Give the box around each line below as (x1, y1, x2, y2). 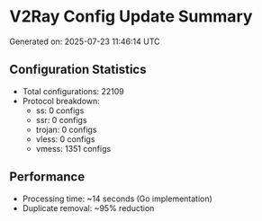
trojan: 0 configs (35, 124, 97, 135)
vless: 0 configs (35, 133, 95, 145)
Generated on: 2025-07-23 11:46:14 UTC (9, 36, 160, 47)
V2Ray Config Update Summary (9, 6, 253, 27)
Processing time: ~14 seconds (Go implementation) (22, 193, 213, 204)
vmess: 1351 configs (35, 143, 112, 154)
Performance (9, 169, 86, 185)
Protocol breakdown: (22, 95, 101, 106)
